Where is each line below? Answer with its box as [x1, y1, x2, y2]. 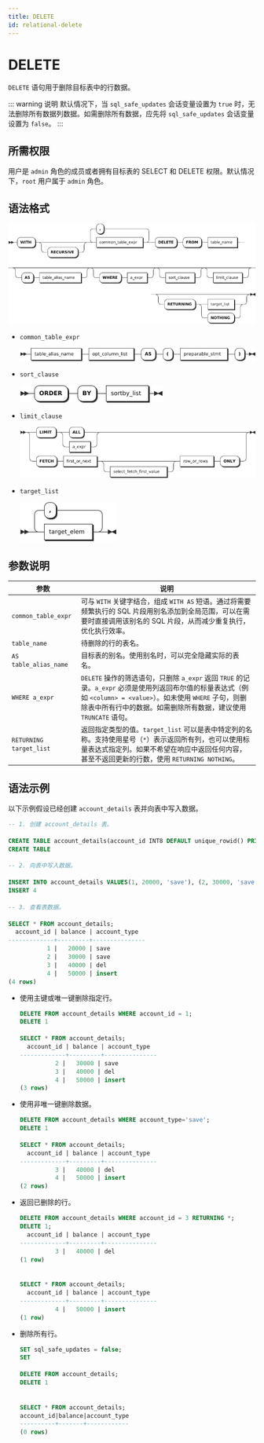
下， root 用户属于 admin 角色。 [8, 177, 108, 186]
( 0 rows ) [19, 1428, 49, 1437]
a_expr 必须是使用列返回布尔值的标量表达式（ [94, 683, 242, 692]
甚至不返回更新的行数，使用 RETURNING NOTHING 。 [81, 754, 240, 764]
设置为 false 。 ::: [8, 119, 64, 129]
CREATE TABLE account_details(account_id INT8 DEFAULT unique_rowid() [8, 837, 244, 844]
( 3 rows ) [19, 1084, 49, 1092]
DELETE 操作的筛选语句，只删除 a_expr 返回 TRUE [81, 672, 234, 683]
